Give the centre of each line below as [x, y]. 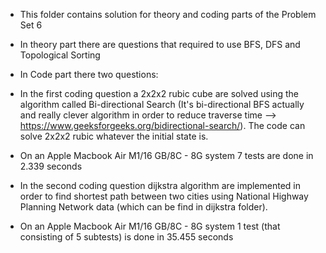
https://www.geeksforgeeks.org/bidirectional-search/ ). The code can [162, 125]
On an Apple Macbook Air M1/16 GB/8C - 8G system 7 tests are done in [166, 155]
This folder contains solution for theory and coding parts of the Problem [168, 14]
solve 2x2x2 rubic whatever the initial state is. [114, 136]
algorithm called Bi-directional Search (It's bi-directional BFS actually [162, 104]
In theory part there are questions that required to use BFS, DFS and [160, 44]
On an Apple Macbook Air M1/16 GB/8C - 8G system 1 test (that [150, 226]
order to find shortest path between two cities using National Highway [164, 196]
